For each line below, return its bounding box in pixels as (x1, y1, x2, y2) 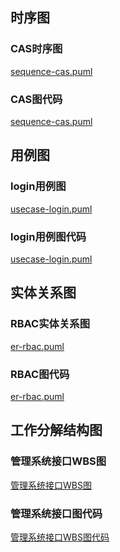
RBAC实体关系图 (10, 317, 90, 331)
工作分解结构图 (10, 422, 103, 439)
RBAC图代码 (10, 367, 70, 381)
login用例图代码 (10, 229, 87, 243)
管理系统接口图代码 (10, 506, 103, 520)
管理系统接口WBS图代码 (10, 531, 110, 543)
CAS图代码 (10, 92, 63, 106)
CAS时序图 (10, 42, 63, 56)
